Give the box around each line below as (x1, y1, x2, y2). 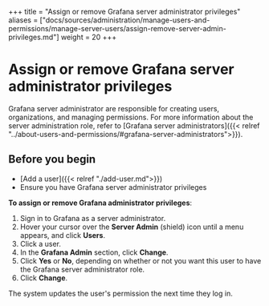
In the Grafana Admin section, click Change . (19, 248, 169, 257)
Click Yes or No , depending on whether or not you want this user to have (19, 256, 262, 265)
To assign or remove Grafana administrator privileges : (8, 198, 193, 207)
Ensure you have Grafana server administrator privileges (19, 182, 207, 191)
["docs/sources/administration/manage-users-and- (39, 15, 210, 25)
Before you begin (8, 152, 96, 167)
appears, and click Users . (19, 230, 106, 240)
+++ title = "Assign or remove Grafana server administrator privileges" (8, 7, 241, 16)
